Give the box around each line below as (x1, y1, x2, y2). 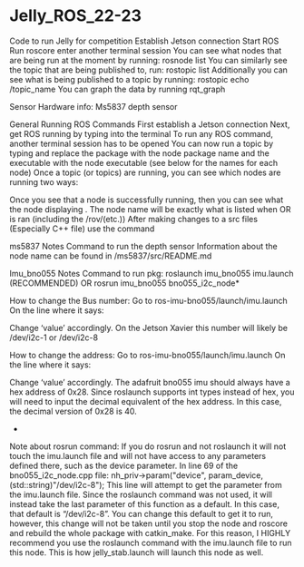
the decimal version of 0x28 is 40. (9, 406, 138, 416)
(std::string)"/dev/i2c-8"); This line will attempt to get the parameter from (9, 479, 283, 490)
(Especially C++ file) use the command (9, 223, 155, 234)
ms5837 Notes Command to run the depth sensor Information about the (9, 240, 279, 251)
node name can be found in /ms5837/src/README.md (9, 250, 212, 261)
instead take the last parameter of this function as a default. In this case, (9, 498, 279, 509)
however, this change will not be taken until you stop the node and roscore (9, 518, 289, 529)
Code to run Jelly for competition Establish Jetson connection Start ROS (9, 35, 279, 46)
